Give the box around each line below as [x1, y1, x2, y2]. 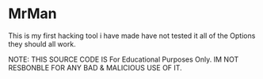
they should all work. [8, 39, 77, 48]
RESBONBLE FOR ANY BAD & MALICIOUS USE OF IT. [8, 62, 182, 72]
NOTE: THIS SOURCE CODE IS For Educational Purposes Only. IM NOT [8, 55, 239, 64]
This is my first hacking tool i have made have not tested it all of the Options [8, 31, 256, 40]
